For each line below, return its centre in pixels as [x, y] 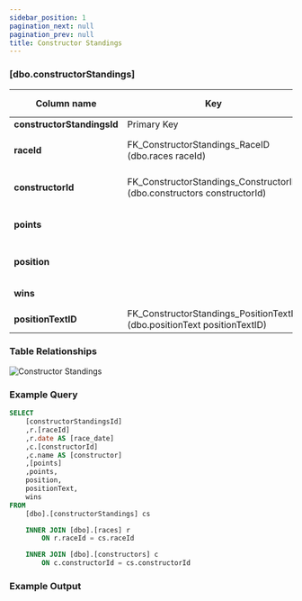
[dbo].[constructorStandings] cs [88, 514]
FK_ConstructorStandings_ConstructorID [213, 181]
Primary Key [153, 124]
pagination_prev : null [52, 34]
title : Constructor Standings [66, 43]
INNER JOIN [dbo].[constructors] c [92, 555]
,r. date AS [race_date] [70, 438]
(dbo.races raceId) [167, 156]
